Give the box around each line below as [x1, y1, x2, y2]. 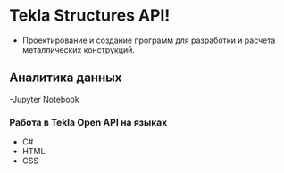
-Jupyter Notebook [9, 94, 79, 104]
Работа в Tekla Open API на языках [9, 116, 168, 128]
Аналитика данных [9, 70, 122, 86]
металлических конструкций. [21, 44, 136, 54]
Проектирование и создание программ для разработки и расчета [21, 35, 276, 45]
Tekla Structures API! [9, 5, 171, 26]
